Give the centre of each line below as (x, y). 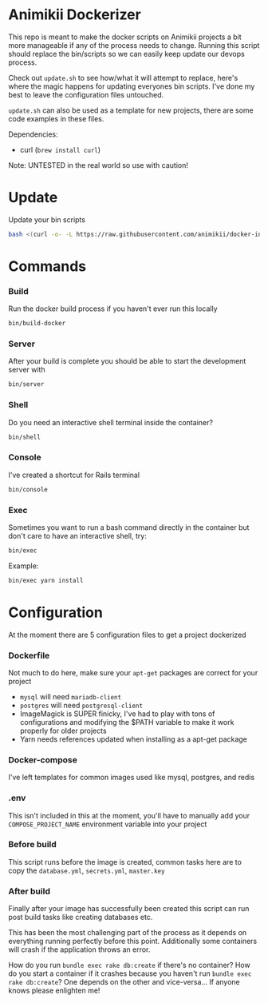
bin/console (28, 489)
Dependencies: (33, 134)
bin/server (26, 384)
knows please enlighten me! (54, 991)
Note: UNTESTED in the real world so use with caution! (99, 165)
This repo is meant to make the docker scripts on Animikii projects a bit (125, 37)
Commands (47, 266)
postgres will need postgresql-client (81, 705)
